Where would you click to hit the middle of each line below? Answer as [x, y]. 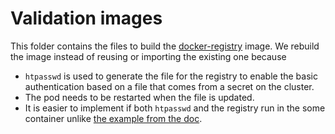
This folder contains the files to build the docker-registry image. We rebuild [165, 46]
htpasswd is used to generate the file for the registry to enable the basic [171, 76]
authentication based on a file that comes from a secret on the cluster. [169, 86]
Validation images [86, 18]
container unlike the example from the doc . [113, 118]
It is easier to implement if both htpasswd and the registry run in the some [175, 108]
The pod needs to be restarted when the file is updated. [139, 97]
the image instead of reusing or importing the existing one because [148, 56]
